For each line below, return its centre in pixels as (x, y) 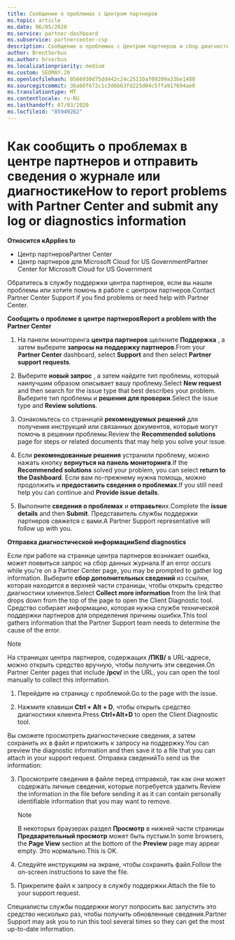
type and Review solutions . (57, 405)
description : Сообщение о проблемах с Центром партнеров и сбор (103, 46)
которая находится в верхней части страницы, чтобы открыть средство (115, 585)
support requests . (44, 362)
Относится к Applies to (41, 240)
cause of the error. (34, 630)
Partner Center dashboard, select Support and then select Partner (114, 355)
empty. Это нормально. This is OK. (68, 851)
